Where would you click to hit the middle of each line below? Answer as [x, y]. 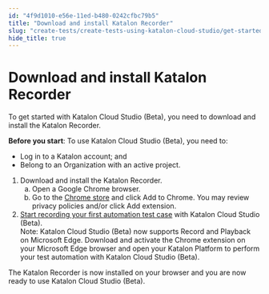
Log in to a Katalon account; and [73, 156]
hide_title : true [37, 38]
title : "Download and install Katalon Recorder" [91, 23]
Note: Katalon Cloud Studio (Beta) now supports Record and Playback [135, 232]
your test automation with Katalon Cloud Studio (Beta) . [110, 257]
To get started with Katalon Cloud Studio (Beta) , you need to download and [132, 117]
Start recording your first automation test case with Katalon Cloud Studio [140, 215]
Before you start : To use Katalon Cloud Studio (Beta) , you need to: [118, 141]
